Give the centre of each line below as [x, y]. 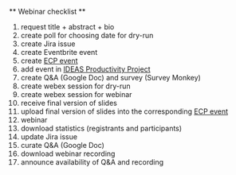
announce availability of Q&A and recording [92, 162]
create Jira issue [48, 44]
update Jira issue [49, 137]
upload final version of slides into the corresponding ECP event [124, 111]
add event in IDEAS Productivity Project [85, 69]
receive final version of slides [69, 103]
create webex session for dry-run [75, 86]
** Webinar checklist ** [47, 12]
